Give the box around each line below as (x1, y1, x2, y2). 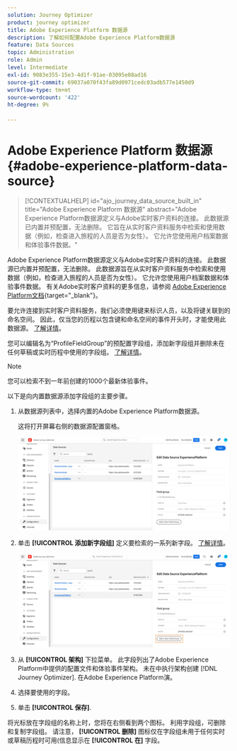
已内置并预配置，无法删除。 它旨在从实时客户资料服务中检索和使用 (24, 222, 219, 231)
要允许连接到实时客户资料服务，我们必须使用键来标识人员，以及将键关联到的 (7, 306, 231, 314)
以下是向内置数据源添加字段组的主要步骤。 (7, 391, 132, 400)
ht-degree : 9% (7, 102, 50, 109)
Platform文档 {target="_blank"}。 (7, 291, 103, 300)
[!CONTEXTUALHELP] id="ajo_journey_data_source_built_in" (24, 196, 202, 205)
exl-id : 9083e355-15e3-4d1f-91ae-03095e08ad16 (7, 71, 147, 78)
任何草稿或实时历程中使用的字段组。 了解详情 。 (7, 348, 146, 356)
